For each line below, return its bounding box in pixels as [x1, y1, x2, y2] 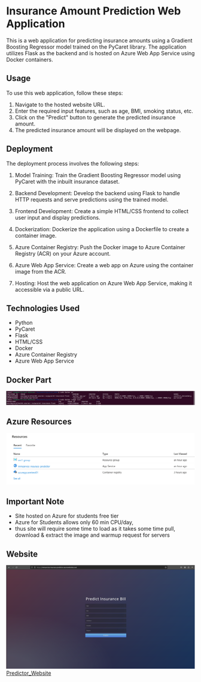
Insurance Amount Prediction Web [6, 4, 181, 18]
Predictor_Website [6, 669, 51, 677]
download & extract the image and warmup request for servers [14, 531, 170, 539]
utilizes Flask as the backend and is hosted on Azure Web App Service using [6, 49, 195, 56]
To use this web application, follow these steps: [6, 89, 123, 97]
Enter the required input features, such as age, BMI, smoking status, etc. [14, 107, 193, 115]
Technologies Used [6, 303, 80, 313]
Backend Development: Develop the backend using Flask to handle [14, 189, 181, 196]
